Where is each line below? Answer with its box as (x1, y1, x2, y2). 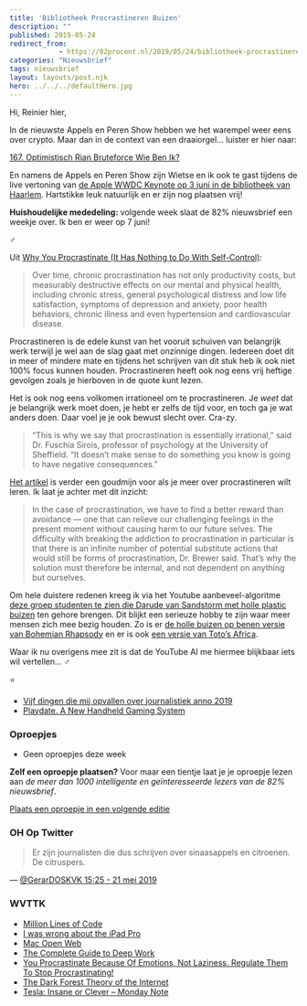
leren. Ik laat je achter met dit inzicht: (9, 486, 149, 497)
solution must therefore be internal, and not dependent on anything (31, 562, 285, 573)
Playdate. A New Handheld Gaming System (22, 705, 185, 716)
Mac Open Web (22, 937, 82, 948)
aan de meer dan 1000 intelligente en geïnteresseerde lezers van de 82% (9, 776, 285, 787)
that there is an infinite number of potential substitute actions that (31, 542, 279, 553)
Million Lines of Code (22, 918, 103, 929)
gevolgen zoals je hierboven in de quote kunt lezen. (9, 374, 204, 385)
